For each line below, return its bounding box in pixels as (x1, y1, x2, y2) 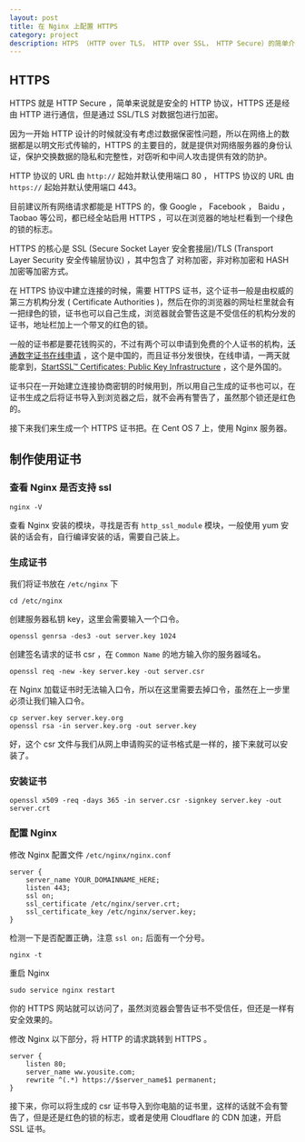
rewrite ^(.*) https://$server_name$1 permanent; (25, 1075, 218, 1085)
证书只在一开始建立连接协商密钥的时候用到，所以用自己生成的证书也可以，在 (9, 381, 296, 392)
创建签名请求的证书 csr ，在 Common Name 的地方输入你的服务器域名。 (9, 649, 266, 660)
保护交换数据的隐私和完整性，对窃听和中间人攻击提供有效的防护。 (25, 151, 272, 162)
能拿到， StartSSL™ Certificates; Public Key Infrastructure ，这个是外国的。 (9, 361, 288, 373)
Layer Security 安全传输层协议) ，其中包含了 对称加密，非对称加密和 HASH (9, 255, 289, 265)
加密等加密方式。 (9, 265, 74, 277)
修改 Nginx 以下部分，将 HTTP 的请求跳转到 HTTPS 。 (9, 1033, 212, 1044)
